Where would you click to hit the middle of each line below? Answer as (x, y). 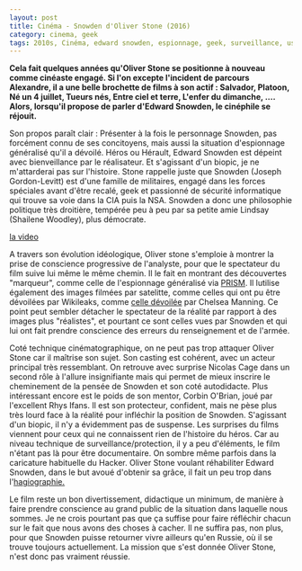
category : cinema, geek (54, 34)
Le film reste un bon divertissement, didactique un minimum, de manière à (147, 499)
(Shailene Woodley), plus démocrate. (78, 219)
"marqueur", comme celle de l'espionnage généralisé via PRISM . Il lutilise (145, 283)
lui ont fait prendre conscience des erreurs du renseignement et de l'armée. (150, 331)
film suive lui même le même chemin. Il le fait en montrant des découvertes (148, 273)
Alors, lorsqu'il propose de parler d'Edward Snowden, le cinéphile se (140, 107)
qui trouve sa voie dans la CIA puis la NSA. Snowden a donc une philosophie (151, 201)
